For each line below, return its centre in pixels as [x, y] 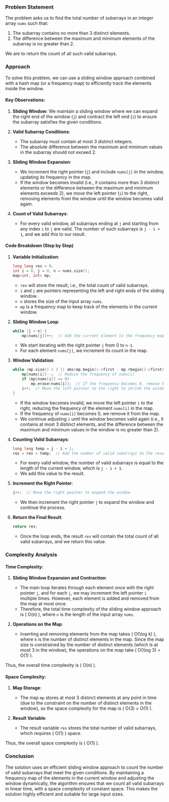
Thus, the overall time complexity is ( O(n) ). [51, 665]
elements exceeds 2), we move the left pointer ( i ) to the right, [84, 193]
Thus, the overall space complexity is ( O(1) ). [52, 743]
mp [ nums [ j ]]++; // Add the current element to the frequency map [93, 336]
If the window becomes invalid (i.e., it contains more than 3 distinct [90, 182]
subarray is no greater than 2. [43, 44]
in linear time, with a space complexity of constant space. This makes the [81, 788]
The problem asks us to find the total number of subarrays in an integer [79, 18]
